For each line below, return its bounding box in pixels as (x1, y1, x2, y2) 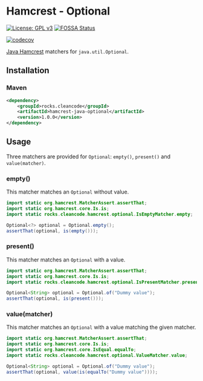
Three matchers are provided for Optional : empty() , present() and (6, 153, 171, 160)
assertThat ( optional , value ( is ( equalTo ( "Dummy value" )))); (6, 369, 158, 375)
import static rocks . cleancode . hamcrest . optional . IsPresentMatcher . (6, 279, 182, 285)
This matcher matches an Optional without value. (6, 188, 129, 195)
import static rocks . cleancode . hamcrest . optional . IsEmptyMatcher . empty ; (6, 211, 193, 217)
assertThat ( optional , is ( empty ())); (6, 228, 98, 234)
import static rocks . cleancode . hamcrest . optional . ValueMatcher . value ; (6, 352, 188, 359)
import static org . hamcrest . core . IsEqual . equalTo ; (6, 347, 137, 353)
